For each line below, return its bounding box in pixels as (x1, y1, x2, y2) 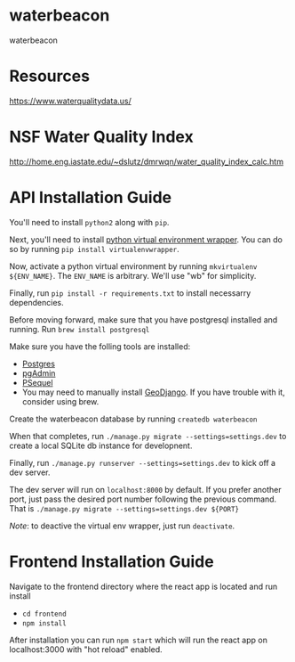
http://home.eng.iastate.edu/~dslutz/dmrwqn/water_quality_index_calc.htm (9, 156, 284, 167)
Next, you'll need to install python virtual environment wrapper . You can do (9, 233, 283, 245)
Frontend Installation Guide (9, 552, 215, 571)
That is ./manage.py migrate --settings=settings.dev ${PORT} (9, 503, 240, 513)
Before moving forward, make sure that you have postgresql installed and (9, 314, 278, 325)
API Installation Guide (9, 188, 172, 208)
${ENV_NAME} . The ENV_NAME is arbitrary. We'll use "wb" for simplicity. (9, 270, 257, 281)
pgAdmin (21, 367, 56, 379)
